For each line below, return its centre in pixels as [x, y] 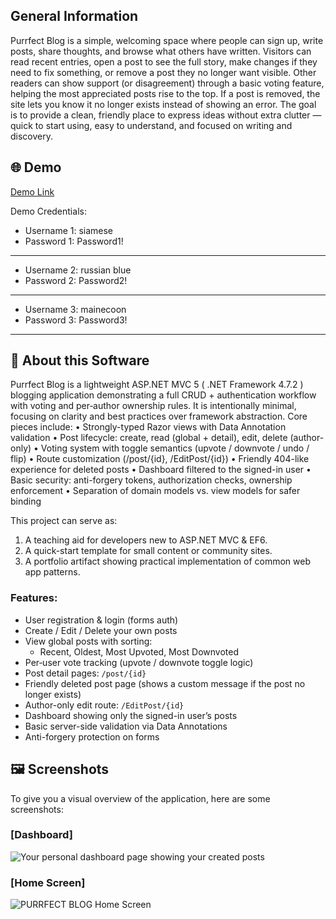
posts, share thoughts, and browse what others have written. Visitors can [161, 51]
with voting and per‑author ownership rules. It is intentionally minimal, [153, 406]
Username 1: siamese [69, 230]
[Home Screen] [48, 882]
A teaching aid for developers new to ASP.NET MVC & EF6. [146, 540]
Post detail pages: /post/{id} [85, 673]
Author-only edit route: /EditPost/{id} [104, 705]
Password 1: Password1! [74, 241]
